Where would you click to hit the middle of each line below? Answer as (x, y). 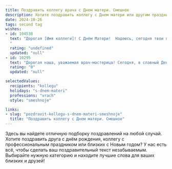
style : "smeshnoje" (31, 100)
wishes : (14, 29)
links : (12, 110)
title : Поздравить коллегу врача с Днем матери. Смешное (67, 10)
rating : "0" (23, 67)
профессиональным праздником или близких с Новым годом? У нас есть (86, 144)
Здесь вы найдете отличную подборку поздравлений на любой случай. (84, 133)
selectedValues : (23, 81)
